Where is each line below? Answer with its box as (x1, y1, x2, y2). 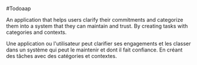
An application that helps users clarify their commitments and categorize (6, 16, 183, 23)
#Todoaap (6, 5, 31, 12)
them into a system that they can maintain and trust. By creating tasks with (6, 23, 188, 29)
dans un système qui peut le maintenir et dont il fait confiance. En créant (6, 46, 183, 53)
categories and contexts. (6, 29, 67, 36)
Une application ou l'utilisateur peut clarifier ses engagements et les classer (6, 40, 191, 47)
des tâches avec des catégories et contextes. (6, 53, 117, 59)
